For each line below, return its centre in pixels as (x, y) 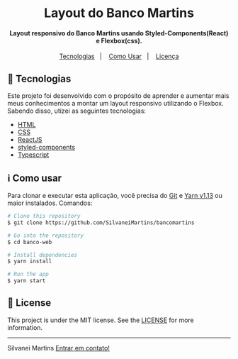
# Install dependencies (42, 255)
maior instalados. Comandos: (50, 203)
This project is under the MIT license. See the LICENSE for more (101, 320)
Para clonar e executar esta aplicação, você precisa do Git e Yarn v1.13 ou (115, 196)
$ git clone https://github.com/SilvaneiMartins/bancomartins (101, 222)
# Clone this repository (44, 216)
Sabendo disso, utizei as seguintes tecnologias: (77, 111)
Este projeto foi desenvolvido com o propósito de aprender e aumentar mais (118, 96)
